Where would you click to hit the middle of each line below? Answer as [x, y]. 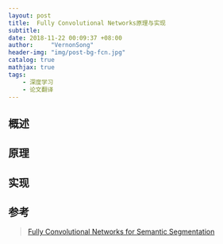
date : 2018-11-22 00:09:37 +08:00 [65, 38]
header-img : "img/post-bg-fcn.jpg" [67, 52]
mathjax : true [32, 68]
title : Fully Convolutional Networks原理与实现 [87, 23]
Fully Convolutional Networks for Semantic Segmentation [121, 232]
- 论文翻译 [38, 89]
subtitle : [25, 30]
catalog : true [32, 60]
